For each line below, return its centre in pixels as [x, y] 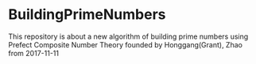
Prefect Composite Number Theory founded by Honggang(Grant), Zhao [125, 44]
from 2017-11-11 [34, 53]
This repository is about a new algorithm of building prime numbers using [128, 36]
